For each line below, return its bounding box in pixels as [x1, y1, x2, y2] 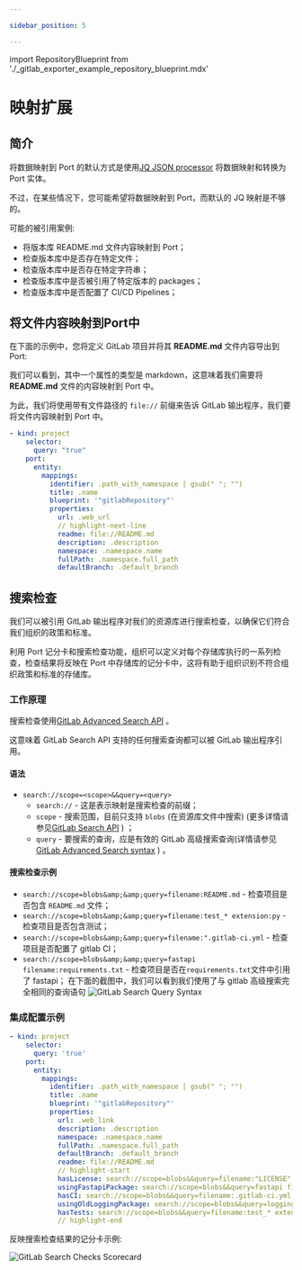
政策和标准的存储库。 [16, 669, 96, 680]
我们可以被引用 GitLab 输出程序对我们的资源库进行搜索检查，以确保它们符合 [9, 616, 290, 626]
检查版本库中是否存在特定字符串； [22, 264, 149, 275]
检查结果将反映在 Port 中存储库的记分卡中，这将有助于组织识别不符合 [24, 658, 281, 669]
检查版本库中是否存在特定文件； [22, 253, 141, 264]
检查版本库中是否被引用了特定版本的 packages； [22, 275, 203, 286]
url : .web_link [57, 1115, 115, 1125]
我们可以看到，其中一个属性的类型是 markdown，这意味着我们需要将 [9, 370, 263, 381]
